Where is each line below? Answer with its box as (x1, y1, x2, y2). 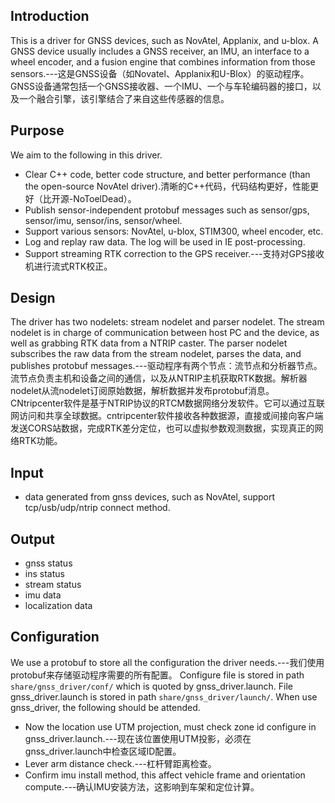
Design (10, 290, 56, 307)
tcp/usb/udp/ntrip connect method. (24, 502, 171, 514)
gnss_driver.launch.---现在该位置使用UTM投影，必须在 (24, 732, 252, 744)
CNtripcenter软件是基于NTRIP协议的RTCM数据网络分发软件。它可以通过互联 (10, 397, 326, 409)
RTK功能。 (18, 435, 63, 447)
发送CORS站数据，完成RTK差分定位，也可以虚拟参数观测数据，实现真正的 (10, 422, 315, 434)
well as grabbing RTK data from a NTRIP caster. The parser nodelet (10, 337, 288, 349)
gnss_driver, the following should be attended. (10, 701, 201, 713)
